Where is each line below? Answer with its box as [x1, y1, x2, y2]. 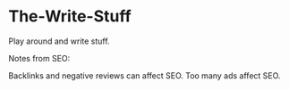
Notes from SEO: [8, 53, 71, 63]
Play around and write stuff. [8, 36, 110, 46]
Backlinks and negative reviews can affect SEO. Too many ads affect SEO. [8, 70, 281, 81]
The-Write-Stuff [8, 6, 132, 27]
